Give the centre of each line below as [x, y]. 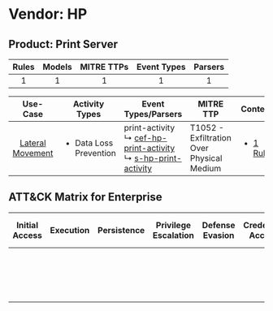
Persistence [121, 230]
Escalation [174, 235]
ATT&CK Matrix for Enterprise [85, 197]
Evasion [219, 235]
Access [27, 235]
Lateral [33, 143]
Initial [27, 225]
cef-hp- [151, 138]
